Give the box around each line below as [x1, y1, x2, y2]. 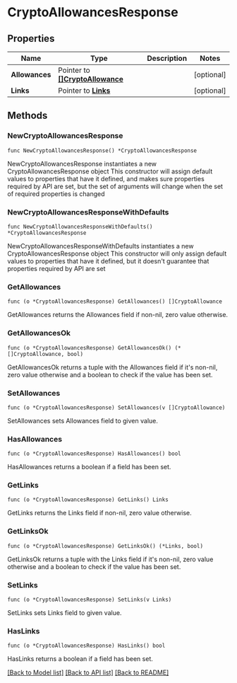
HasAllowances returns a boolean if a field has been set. [7, 463, 171, 471]
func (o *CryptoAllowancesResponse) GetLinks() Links [7, 496, 169, 503]
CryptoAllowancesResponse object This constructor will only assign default [7, 249, 227, 258]
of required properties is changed [7, 189, 105, 198]
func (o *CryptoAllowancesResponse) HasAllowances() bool [7, 450, 181, 457]
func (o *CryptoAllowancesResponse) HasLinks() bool [7, 642, 166, 650]
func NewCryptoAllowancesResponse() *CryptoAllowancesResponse [7, 147, 197, 154]
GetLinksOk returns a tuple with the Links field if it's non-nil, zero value [7, 555, 214, 563]
